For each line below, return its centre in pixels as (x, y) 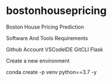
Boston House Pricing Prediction (45, 27)
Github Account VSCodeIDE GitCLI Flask (55, 49)
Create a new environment (38, 61)
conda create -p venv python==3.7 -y (52, 72)
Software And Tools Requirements (47, 38)
